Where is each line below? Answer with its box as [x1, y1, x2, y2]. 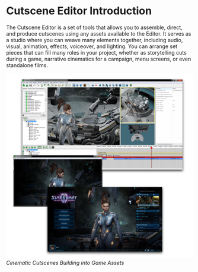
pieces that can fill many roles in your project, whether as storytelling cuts [6, 49, 187, 56]
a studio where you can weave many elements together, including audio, [6, 36, 183, 43]
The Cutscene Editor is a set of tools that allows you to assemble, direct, [6, 24, 183, 31]
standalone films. [6, 61, 49, 69]
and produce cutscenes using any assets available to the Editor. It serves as [6, 30, 191, 37]
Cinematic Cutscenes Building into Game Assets [6, 260, 124, 267]
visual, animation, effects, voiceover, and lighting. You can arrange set [6, 43, 178, 50]
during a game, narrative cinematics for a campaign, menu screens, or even [6, 55, 191, 62]
